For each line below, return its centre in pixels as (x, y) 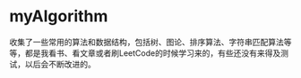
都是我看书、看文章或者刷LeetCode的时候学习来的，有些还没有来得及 (153, 53)
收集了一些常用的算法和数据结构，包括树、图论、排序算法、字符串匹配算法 (146, 42)
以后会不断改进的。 (60, 64)
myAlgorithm (59, 16)
